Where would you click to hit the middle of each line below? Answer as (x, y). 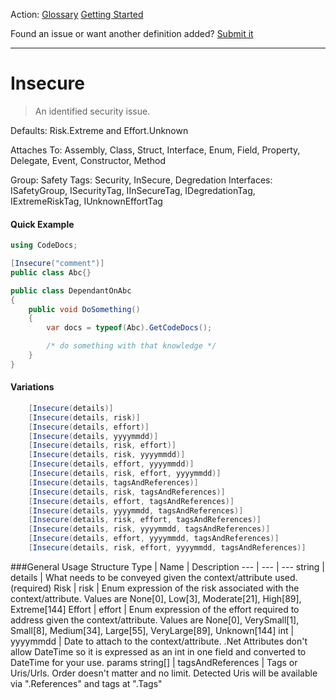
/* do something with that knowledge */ (131, 346)
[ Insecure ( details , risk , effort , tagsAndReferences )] (145, 520)
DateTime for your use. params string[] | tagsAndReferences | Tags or (154, 662)
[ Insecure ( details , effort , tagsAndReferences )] (131, 501)
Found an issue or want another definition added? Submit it (132, 33)
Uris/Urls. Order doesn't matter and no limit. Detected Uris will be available (164, 673)
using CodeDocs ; (44, 245)
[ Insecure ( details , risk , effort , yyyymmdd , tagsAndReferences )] (167, 548)
